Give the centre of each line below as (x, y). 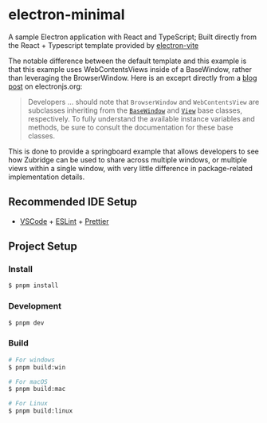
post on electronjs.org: (45, 86)
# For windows (32, 360)
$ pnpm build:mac (37, 389)
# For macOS (28, 381)
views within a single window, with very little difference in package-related (131, 168)
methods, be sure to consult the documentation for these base (130, 127)
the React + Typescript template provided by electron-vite (104, 45)
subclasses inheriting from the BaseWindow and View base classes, (135, 110)
